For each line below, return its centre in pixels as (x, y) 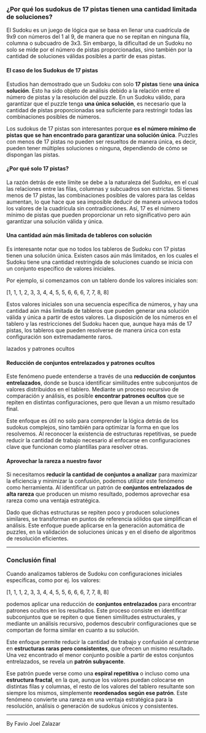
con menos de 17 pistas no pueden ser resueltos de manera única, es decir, (102, 141)
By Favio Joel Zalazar (33, 723)
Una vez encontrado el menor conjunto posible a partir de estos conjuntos (100, 654)
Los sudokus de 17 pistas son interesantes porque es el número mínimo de (101, 128)
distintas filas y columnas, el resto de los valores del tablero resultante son (101, 686)
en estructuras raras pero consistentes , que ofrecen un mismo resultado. (101, 648)
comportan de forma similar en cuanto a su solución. (73, 630)
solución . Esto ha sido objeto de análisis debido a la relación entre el (93, 90)
